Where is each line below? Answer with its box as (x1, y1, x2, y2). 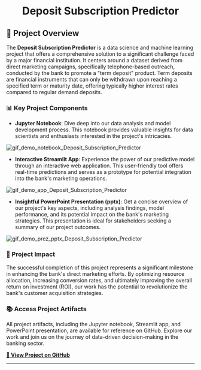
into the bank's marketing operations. (14, 175, 108, 182)
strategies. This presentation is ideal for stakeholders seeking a (14, 217, 172, 224)
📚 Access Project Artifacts (6, 305, 87, 313)
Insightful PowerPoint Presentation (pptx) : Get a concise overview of (14, 198, 188, 205)
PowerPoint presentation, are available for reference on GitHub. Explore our (6, 327, 193, 334)
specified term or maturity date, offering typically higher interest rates (6, 82, 178, 89)
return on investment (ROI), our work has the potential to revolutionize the (6, 283, 188, 290)
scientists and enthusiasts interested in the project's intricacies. (14, 133, 172, 140)
